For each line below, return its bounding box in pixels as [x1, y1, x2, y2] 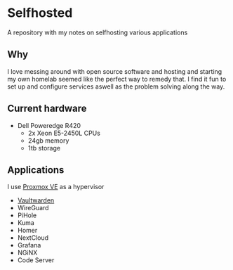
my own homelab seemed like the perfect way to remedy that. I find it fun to [7, 75, 227, 83]
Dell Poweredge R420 [17, 121, 81, 129]
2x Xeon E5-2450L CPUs [27, 129, 100, 137]
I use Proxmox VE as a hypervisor [7, 183, 105, 191]
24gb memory [27, 136, 69, 145]
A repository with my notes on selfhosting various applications [7, 28, 188, 37]
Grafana [17, 241, 41, 250]
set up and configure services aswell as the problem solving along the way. [7, 82, 225, 91]
